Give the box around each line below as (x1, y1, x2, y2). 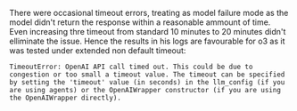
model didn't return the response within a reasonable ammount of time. (9, 17, 271, 28)
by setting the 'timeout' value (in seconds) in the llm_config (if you (9, 78, 285, 87)
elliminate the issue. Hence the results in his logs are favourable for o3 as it (9, 36, 285, 46)
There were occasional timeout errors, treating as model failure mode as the (9, 8, 289, 18)
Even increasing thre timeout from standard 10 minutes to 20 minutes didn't (9, 27, 286, 36)
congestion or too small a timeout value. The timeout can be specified (9, 70, 285, 79)
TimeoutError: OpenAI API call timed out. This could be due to (9, 62, 253, 71)
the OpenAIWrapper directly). (9, 93, 122, 102)
